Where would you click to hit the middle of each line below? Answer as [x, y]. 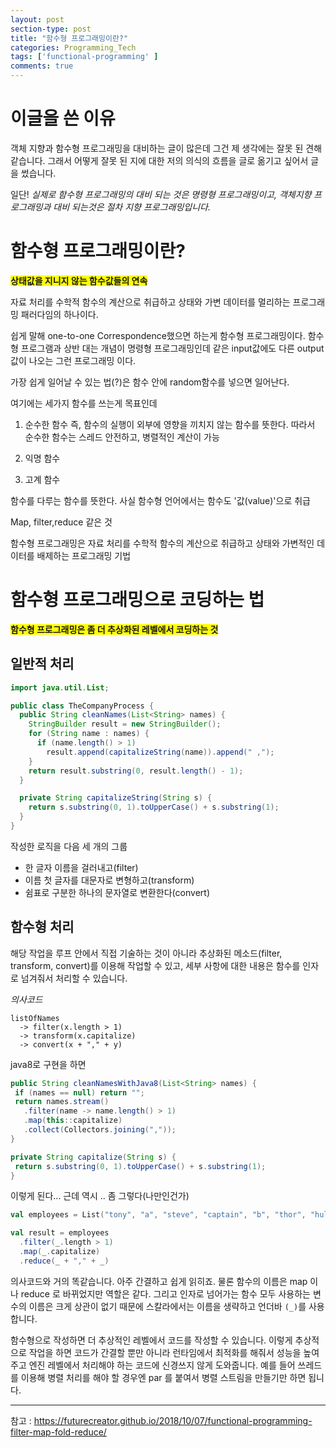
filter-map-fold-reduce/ [58, 1432]
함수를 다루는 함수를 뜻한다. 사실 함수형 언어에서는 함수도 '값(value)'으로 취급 [160, 500]
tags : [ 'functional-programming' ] [84, 57]
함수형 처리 [42, 927]
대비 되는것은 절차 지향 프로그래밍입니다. [132, 207]
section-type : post [51, 29]
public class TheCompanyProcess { [82, 706]
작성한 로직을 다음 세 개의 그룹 [69, 846]
